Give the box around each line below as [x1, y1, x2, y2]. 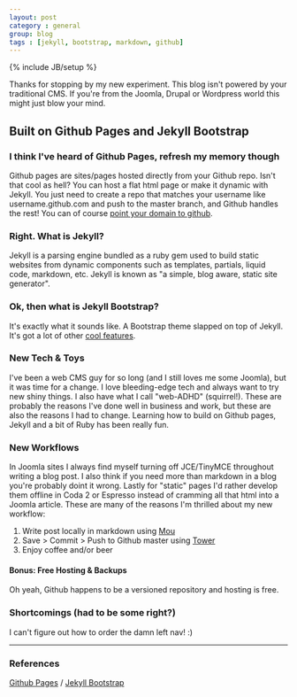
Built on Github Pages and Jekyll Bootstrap [9, 123, 249, 138]
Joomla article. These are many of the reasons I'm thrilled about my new [9, 500, 273, 510]
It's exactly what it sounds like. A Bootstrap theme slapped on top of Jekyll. [9, 321, 284, 331]
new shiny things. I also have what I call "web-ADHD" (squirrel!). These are [9, 391, 282, 401]
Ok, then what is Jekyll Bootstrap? [9, 300, 159, 313]
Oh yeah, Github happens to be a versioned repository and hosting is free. [9, 585, 279, 595]
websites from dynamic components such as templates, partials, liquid [9, 259, 266, 270]
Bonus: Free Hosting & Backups [9, 564, 127, 576]
